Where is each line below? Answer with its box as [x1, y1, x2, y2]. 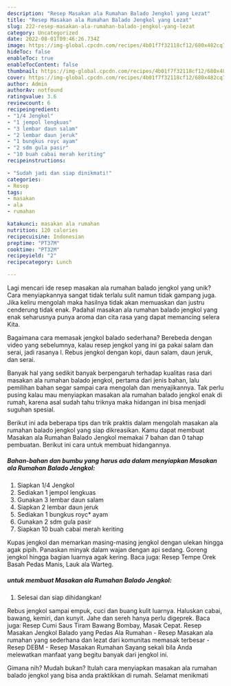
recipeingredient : [7, 106, 60, 113]
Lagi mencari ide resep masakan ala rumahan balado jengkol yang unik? [7, 283, 212, 292]
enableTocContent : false [7, 61, 78, 68]
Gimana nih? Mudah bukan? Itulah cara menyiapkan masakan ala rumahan [7, 663, 217, 672]
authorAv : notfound [7, 87, 63, 94]
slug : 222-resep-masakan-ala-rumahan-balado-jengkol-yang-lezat [7, 23, 195, 30]
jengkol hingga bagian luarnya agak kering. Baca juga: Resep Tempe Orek [7, 553, 217, 561]
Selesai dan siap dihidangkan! [16, 593, 102, 601]
